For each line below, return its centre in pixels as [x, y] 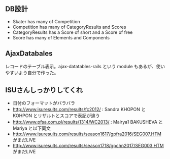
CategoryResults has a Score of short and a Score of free [73, 32]
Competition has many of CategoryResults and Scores [69, 27]
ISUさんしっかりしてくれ [44, 90]
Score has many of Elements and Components [61, 37]
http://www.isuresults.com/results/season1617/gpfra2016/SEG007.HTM [87, 134]
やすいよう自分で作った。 [32, 73]
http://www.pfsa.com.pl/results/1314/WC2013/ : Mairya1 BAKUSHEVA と [88, 122]
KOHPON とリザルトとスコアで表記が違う [56, 116]
